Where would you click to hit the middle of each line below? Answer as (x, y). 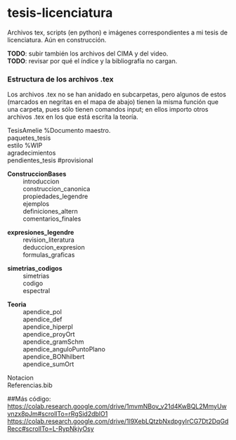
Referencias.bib (30, 385)
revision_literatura (49, 240)
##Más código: (29, 399)
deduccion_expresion (54, 247)
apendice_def (42, 319)
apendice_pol (42, 312)
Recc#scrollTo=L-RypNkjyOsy (51, 429)
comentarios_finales (52, 219)
